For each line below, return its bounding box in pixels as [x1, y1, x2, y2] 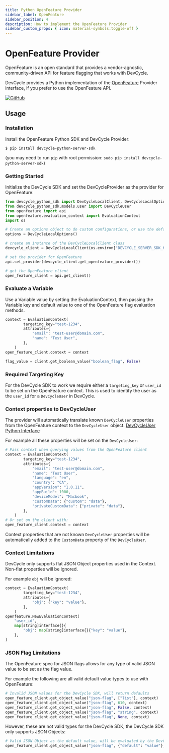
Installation [5, 125, 34, 132]
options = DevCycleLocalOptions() [5, 231, 78, 237]
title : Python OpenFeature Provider [5, 7, 82, 13]
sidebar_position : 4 [5, 17, 49, 22]
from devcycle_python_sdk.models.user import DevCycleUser [5, 204, 132, 209]
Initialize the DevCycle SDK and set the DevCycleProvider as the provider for [5, 184, 164, 190]
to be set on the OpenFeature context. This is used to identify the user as [5, 387, 157, 393]
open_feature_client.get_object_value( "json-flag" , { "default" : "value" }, [5, 743, 165, 748]
